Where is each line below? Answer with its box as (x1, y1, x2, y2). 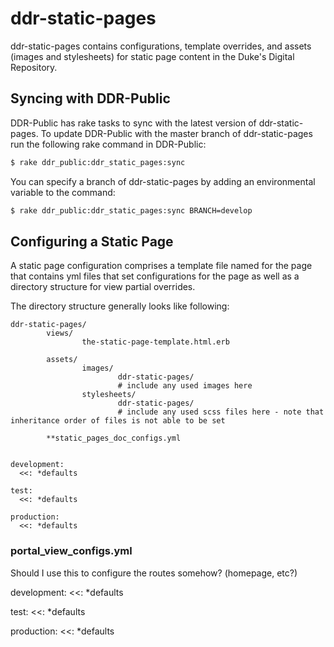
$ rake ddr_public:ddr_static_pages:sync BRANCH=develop (10, 205, 253, 216)
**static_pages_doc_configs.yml (46, 433, 182, 444)
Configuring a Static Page (10, 233, 174, 250)
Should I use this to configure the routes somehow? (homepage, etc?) (10, 567, 298, 579)
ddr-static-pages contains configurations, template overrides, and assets (10, 40, 312, 52)
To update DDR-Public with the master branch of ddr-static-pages (40, 127, 313, 139)
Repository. (10, 61, 58, 73)
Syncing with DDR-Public (10, 90, 171, 107)
